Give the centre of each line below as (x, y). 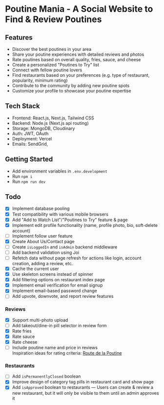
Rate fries (22, 331)
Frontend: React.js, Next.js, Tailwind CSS (53, 118)
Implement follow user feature (42, 236)
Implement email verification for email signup (57, 285)
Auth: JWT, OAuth (30, 134)
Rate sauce (23, 337)
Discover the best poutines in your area (52, 49)
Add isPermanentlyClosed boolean (46, 376)
